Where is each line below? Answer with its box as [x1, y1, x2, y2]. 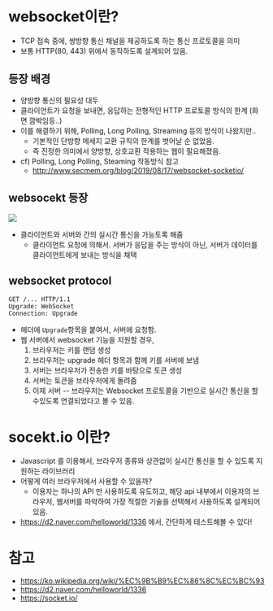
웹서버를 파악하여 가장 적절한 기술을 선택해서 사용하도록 [56, 497, 232, 507]
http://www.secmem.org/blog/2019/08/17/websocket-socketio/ [32, 165, 245, 175]
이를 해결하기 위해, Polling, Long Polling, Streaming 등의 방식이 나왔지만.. [19, 125, 257, 135]
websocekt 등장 [8, 191, 89, 205]
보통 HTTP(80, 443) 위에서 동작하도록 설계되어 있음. [19, 46, 188, 55]
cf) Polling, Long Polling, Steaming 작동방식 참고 [19, 156, 179, 166]
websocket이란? [8, 7, 119, 26]
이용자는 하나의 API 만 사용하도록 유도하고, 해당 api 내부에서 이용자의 [32, 487, 252, 496]
